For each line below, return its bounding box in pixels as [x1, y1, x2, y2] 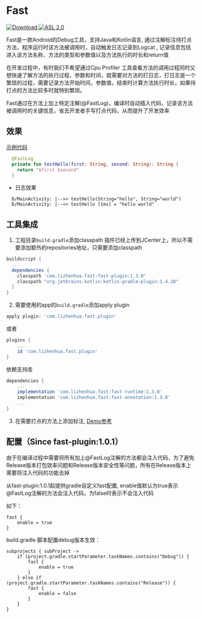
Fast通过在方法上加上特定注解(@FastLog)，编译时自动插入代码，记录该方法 [6, 99, 194, 106]
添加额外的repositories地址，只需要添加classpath [20, 244, 142, 251]
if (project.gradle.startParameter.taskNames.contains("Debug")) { [17, 553, 189, 559]
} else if [17, 575, 42, 581]
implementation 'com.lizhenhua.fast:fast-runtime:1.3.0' [17, 389, 163, 395]
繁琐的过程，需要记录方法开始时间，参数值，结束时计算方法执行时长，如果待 [6, 79, 196, 86]
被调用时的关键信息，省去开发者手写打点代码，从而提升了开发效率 [6, 107, 170, 114]
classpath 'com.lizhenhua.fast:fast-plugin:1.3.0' [17, 273, 147, 279]
